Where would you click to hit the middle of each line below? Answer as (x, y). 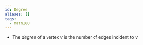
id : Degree (16, 10)
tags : (11, 19)
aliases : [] (17, 14)
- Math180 (20, 23)
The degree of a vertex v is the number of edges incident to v (75, 37)
